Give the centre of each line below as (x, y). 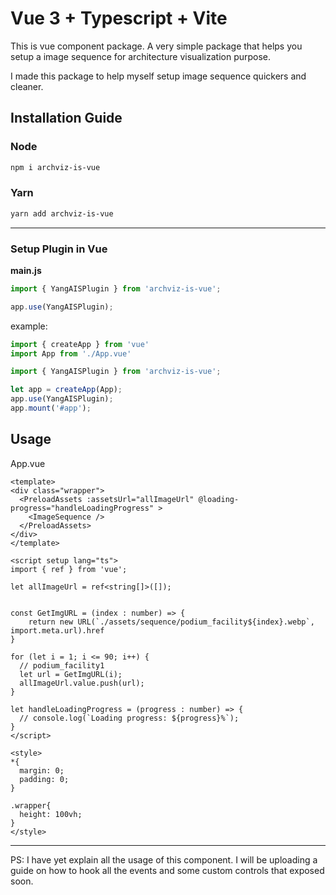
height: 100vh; (51, 814)
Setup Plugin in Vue (59, 249)
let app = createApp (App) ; (66, 390)
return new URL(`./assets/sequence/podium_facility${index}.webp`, (171, 622)
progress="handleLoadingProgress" (82, 508)
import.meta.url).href (57, 630)
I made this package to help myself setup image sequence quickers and (158, 76)
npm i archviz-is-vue (55, 167)
